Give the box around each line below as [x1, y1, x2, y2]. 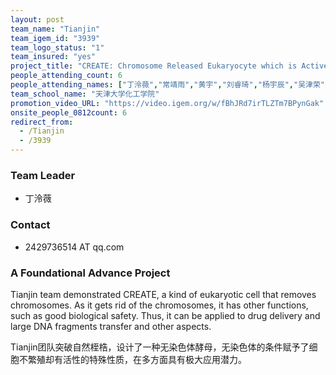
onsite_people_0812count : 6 [10, 107, 128, 118]
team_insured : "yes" [10, 52, 97, 62]
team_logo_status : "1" [10, 42, 105, 53]
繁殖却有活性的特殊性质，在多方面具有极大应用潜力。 [27, 353, 247, 365]
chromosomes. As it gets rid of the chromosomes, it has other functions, [10, 299, 309, 311]
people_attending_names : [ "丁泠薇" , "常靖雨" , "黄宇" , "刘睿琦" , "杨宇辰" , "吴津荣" [10, 80, 325, 90]
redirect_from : [10, 117, 74, 127]
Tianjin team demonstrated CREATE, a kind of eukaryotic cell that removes [10, 288, 317, 300]
